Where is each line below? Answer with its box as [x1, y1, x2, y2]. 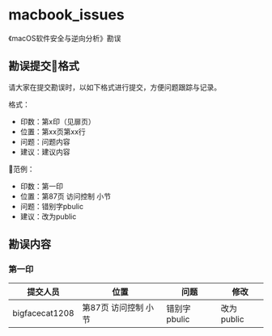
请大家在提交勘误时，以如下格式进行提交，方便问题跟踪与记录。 [8, 82, 221, 92]
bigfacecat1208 [12, 308, 74, 319]
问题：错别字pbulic [19, 201, 83, 211]
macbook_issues [8, 6, 125, 24]
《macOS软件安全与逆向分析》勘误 [8, 33, 121, 43]
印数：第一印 [19, 181, 63, 191]
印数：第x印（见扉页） [19, 116, 96, 126]
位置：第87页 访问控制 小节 [19, 191, 112, 201]
